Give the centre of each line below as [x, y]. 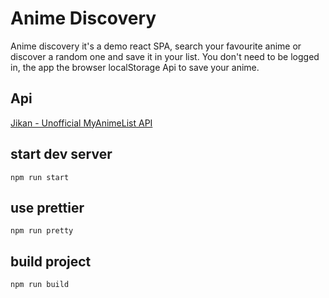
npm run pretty [42, 231]
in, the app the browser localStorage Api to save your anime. [135, 67]
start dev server [61, 154]
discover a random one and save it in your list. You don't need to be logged [165, 56]
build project [51, 261]
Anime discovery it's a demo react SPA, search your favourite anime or [156, 46]
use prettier [47, 207]
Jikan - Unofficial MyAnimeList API [81, 123]
